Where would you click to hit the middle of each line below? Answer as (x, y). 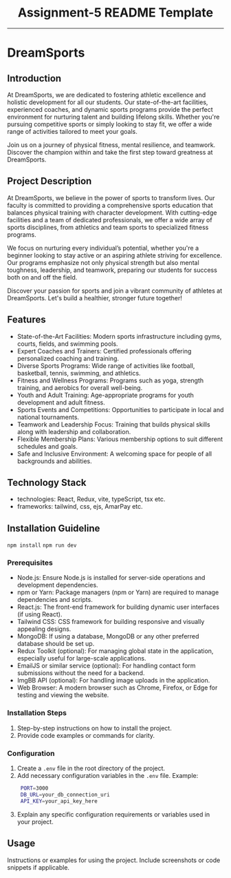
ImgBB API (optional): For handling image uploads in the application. (113, 681)
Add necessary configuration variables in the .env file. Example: (108, 776)
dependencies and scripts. (55, 600)
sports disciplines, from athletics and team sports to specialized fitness (108, 227)
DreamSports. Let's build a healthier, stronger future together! (95, 297)
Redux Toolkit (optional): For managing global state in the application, (115, 651)
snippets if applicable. (38, 867)
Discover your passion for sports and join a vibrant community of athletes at (115, 291)
